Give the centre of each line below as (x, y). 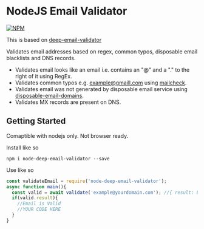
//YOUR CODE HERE (39, 210)
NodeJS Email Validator (67, 11)
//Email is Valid (39, 204)
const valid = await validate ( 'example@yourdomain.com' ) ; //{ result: (103, 193)
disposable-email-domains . (49, 95)
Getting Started (36, 121)
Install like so (22, 148)
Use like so (20, 170)
